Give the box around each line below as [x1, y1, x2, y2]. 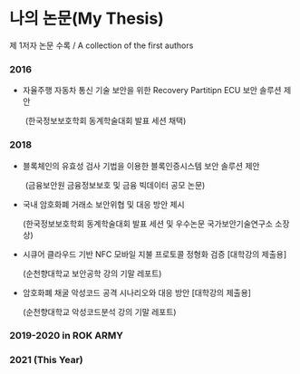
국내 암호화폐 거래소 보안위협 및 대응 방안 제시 [22, 198, 185, 209]
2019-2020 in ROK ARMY [9, 330, 124, 342]
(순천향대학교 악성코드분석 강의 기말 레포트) [22, 306, 177, 317]
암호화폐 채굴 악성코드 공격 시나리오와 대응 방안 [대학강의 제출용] [22, 287, 252, 298]
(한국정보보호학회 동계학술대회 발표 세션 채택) [24, 115, 187, 127]
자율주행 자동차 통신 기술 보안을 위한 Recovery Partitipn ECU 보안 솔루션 [22, 85, 282, 96]
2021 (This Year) [9, 354, 83, 367]
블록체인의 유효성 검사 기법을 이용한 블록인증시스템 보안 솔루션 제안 [22, 160, 260, 171]
